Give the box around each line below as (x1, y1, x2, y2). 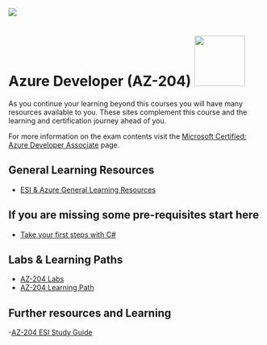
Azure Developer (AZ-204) (8, 73, 192, 90)
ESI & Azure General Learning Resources (19, 185, 156, 194)
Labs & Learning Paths (8, 252, 123, 266)
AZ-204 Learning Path (19, 283, 94, 293)
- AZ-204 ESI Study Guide (8, 327, 93, 338)
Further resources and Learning (8, 306, 172, 320)
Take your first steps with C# (19, 230, 116, 239)
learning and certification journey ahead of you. (8, 115, 167, 125)
